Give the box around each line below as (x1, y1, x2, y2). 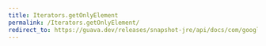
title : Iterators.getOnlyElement (8, 11, 119, 19)
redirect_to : (8, 26, 51, 34)
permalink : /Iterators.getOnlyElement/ (8, 19, 140, 27)
